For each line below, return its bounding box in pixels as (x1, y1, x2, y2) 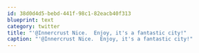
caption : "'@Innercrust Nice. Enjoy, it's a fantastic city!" (7, 36, 193, 43)
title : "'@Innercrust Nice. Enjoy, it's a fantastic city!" (7, 29, 187, 36)
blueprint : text (7, 17, 54, 23)
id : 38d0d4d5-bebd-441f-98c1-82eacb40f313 (7, 10, 131, 17)
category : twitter (7, 23, 60, 30)
